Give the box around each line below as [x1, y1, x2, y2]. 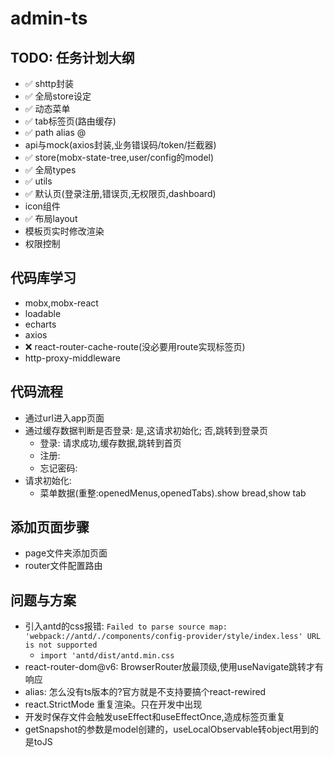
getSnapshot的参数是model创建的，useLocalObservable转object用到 [24, 723, 310, 736]
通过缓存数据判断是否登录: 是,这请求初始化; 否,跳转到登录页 [24, 424, 268, 436]
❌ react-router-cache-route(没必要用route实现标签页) [24, 340, 246, 352]
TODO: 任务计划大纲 [10, 49, 135, 66]
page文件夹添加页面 [24, 547, 108, 559]
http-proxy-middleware [24, 352, 121, 364]
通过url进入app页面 [24, 412, 105, 424]
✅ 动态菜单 [24, 103, 71, 114]
